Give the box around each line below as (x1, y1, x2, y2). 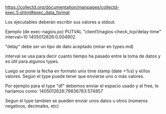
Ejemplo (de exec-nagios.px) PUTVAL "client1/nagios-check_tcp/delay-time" (5, 29, 162, 34)
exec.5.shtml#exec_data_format (5, 9, 70, 15)
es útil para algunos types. (5, 58, 59, 64)
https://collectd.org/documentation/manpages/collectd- (5, 4, 120, 10)
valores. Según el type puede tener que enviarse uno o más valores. (5, 73, 145, 79)
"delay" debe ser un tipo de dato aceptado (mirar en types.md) (5, 44, 134, 49)
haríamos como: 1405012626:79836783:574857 (5, 88, 103, 94)
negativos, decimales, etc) (5, 103, 59, 109)
